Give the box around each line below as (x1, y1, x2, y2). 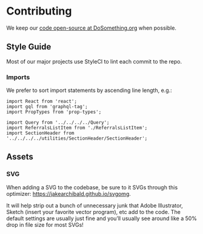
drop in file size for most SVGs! (6, 221, 84, 228)
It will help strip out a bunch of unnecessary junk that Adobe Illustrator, (6, 201, 183, 209)
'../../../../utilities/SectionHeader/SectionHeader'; (6, 135, 148, 141)
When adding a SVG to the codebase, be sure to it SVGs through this (6, 183, 178, 191)
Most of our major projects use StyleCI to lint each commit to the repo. (6, 57, 182, 65)
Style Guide (6, 42, 52, 52)
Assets (6, 152, 33, 162)
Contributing (6, 4, 72, 18)
